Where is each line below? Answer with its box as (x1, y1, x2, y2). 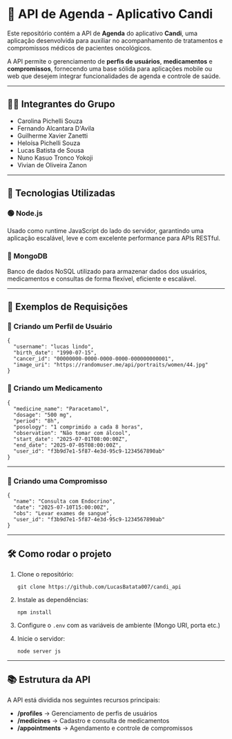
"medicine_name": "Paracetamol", (13, 405, 110, 412)
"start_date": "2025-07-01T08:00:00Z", (13, 436, 128, 442)
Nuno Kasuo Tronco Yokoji (17, 153, 93, 162)
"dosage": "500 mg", (13, 411, 72, 418)
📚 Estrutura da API (7, 674, 91, 686)
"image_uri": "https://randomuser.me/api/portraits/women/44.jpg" (13, 362, 209, 368)
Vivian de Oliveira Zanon (17, 160, 88, 169)
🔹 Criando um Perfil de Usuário (7, 321, 113, 331)
